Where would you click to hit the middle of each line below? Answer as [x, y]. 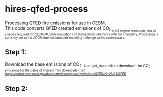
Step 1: [16, 52]
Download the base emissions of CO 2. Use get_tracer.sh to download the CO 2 [78, 65]
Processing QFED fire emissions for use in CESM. [55, 23]
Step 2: [17, 88]
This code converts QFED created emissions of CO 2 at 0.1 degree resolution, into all [81, 29]
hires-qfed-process [47, 9]
